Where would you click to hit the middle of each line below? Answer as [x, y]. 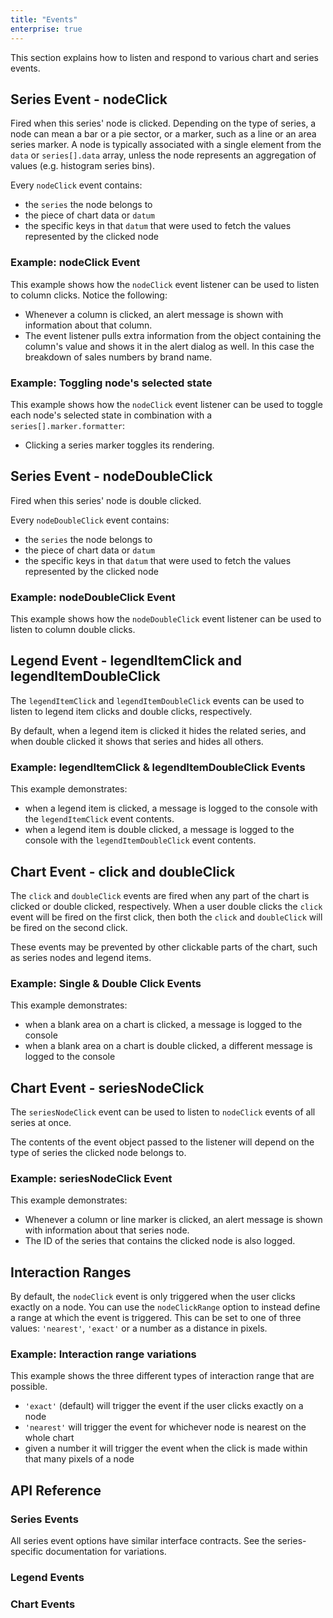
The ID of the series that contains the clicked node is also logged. [160, 1241]
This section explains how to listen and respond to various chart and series [164, 57]
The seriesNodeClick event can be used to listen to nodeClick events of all [163, 1112]
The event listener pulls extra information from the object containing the [173, 335]
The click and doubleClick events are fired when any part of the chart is [160, 895]
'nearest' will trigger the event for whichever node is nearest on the [165, 1427]
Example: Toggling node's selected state [111, 383]
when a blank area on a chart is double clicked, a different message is [168, 1046]
